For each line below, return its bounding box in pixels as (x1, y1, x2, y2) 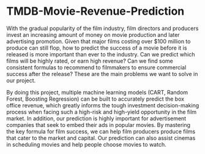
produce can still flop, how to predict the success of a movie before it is (6, 44, 187, 52)
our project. (6, 77, 36, 84)
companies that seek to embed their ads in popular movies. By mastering (6, 121, 191, 128)
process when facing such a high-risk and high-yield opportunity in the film (6, 108, 197, 115)
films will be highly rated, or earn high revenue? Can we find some (6, 57, 173, 64)
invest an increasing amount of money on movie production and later (6, 31, 180, 38)
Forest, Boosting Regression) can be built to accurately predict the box (6, 95, 185, 102)
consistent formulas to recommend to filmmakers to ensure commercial (6, 63, 187, 71)
